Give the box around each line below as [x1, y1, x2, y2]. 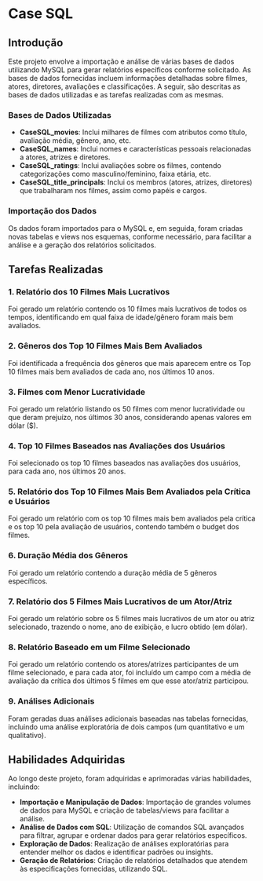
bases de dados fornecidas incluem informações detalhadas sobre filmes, [8, 74, 247, 82]
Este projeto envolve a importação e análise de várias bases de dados [8, 57, 235, 66]
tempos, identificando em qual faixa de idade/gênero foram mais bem [8, 313, 234, 322]
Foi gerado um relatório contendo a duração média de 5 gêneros [8, 568, 217, 577]
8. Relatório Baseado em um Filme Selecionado [8, 642, 191, 653]
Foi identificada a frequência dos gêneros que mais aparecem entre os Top [8, 358, 251, 367]
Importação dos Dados [8, 206, 97, 217]
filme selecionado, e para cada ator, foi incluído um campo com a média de [8, 668, 251, 678]
